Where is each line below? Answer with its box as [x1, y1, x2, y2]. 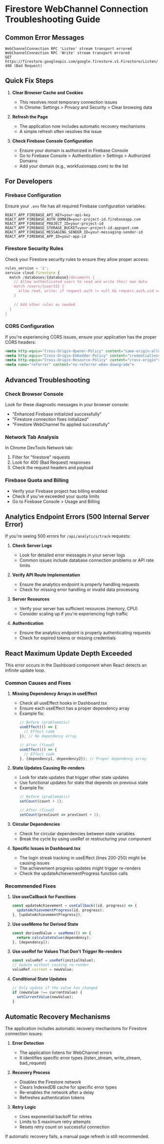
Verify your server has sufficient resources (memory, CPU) [19, 606, 138, 612]
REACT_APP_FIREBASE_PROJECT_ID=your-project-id [5, 221, 104, 226]
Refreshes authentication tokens [19, 1095, 85, 1100]
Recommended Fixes [5, 882, 56, 889]
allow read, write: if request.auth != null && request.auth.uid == [18, 289, 161, 294]
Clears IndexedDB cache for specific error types [19, 1084, 117, 1090]
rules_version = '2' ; [5, 266, 49, 271]
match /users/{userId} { [14, 284, 64, 289]
